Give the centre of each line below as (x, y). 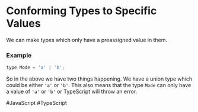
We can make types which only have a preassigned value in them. (87, 40)
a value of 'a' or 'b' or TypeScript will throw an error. (72, 92)
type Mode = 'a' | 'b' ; (36, 68)
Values (23, 23)
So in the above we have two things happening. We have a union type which (99, 79)
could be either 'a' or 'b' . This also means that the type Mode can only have (99, 85)
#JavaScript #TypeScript (36, 103)
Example (19, 55)
